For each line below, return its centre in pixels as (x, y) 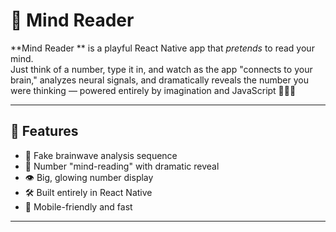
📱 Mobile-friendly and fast (78, 206)
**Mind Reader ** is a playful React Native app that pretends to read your (162, 48)
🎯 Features (44, 131)
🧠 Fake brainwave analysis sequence (101, 155)
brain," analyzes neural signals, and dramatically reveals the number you (159, 80)
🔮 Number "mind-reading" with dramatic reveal (122, 166)
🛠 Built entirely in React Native (88, 192)
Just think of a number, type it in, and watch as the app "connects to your (161, 69)
